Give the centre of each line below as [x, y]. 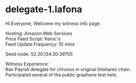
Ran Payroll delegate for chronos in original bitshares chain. [68, 69]
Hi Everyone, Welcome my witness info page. [53, 23]
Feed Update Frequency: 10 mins [40, 44]
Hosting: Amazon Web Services [39, 33]
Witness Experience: [27, 64]
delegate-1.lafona [44, 9]
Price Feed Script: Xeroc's [33, 39]
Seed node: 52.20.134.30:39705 [39, 54]
